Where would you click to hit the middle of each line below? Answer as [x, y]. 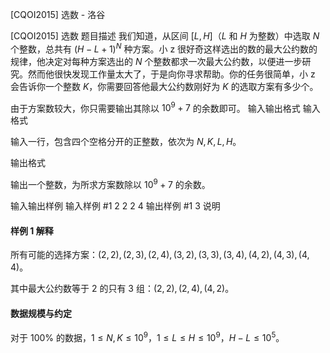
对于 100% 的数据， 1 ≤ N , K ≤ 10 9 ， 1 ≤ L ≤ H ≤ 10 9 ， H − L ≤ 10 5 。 [147, 337]
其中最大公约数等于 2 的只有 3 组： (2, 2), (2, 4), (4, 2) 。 [122, 289]
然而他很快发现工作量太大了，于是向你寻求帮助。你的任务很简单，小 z [171, 74]
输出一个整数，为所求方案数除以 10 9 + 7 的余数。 [110, 183]
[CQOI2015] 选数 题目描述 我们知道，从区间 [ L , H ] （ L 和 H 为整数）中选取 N [165, 36]
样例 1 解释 [32, 230]
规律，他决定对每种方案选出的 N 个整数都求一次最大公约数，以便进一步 [156, 61]
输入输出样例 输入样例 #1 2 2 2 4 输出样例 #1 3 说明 [115, 205]
